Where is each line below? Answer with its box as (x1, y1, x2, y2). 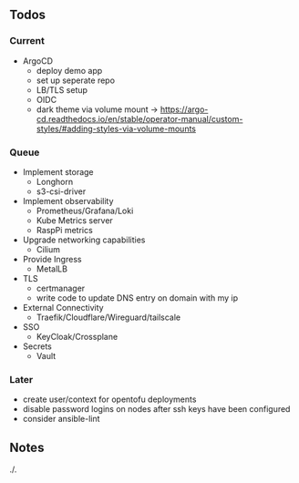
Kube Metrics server (36, 214, 114, 226)
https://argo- (160, 104, 209, 115)
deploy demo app (36, 65, 103, 76)
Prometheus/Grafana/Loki (36, 205, 134, 216)
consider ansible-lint (22, 414, 100, 425)
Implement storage (22, 166, 94, 177)
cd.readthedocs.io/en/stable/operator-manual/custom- (36, 113, 243, 124)
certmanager (36, 283, 86, 293)
